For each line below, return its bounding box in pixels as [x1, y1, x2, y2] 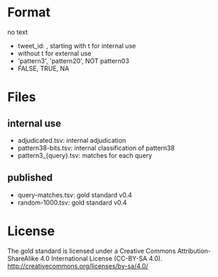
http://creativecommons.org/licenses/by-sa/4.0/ [7, 261, 148, 270]
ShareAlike [7, 254, 39, 263]
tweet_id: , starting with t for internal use [17, 41, 136, 50]
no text [7, 28, 28, 36]
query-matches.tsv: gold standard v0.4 [17, 190, 133, 199]
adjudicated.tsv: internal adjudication [17, 136, 126, 144]
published [7, 172, 53, 184]
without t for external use [17, 49, 92, 58]
